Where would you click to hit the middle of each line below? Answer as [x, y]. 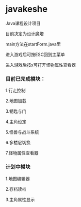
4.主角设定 [16, 122]
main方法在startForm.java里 [33, 44]
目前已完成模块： [25, 78]
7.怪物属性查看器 [22, 153]
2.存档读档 [16, 189]
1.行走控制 [16, 91]
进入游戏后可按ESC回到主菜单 [35, 54]
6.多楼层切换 [18, 143]
